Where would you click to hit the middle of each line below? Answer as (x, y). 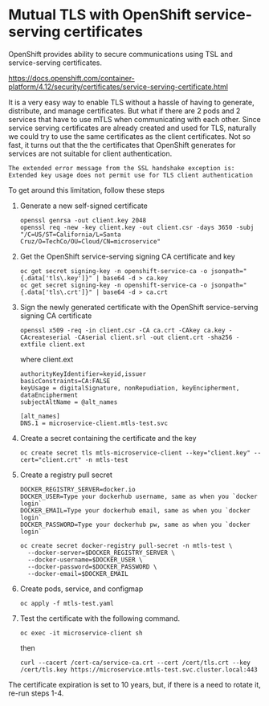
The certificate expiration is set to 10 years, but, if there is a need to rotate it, (134, 684)
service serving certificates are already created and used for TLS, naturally (132, 128)
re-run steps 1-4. (36, 693)
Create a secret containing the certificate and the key (108, 438)
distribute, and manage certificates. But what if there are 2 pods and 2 (124, 111)
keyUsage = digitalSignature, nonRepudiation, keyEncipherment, (130, 388)
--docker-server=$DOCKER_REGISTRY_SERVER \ (101, 553)
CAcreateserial (45, 337)
